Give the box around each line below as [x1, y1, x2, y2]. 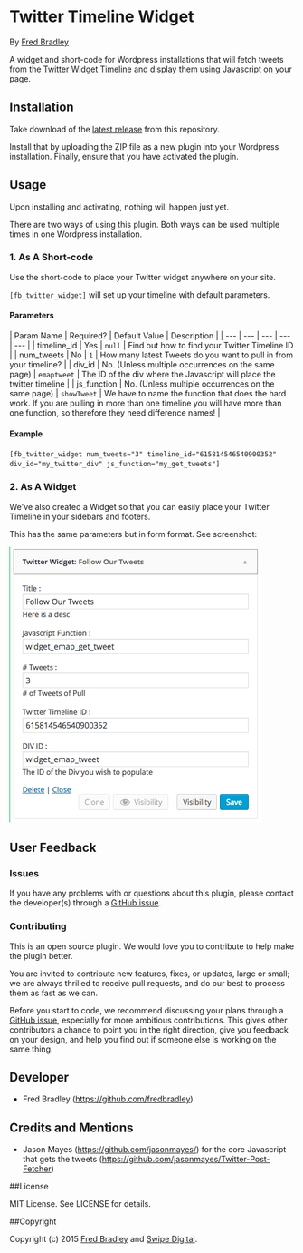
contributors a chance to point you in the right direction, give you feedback [9, 1023, 289, 1035]
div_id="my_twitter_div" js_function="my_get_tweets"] [9, 460, 221, 469]
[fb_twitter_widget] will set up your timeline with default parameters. [9, 289, 270, 300]
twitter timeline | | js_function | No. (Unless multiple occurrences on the [9, 378, 275, 389]
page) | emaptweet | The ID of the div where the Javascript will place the [9, 369, 276, 380]
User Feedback [9, 839, 97, 855]
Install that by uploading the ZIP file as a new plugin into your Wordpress [9, 141, 279, 152]
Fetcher [22, 1163, 52, 1174]
